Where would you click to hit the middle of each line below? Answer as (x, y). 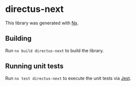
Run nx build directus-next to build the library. (55, 50)
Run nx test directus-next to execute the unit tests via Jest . (68, 78)
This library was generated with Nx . (42, 23)
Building (18, 39)
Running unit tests (34, 66)
